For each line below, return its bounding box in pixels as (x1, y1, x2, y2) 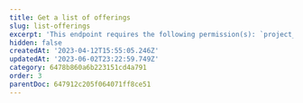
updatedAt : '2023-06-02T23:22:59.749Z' (9, 55, 160, 64)
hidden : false (9, 38, 63, 47)
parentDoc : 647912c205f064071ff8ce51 (9, 80, 151, 89)
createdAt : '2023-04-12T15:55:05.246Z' (9, 47, 160, 56)
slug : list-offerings (9, 21, 91, 30)
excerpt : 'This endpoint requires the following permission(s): (9, 30, 256, 39)
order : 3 (9, 72, 42, 81)
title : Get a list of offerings (9, 13, 131, 22)
